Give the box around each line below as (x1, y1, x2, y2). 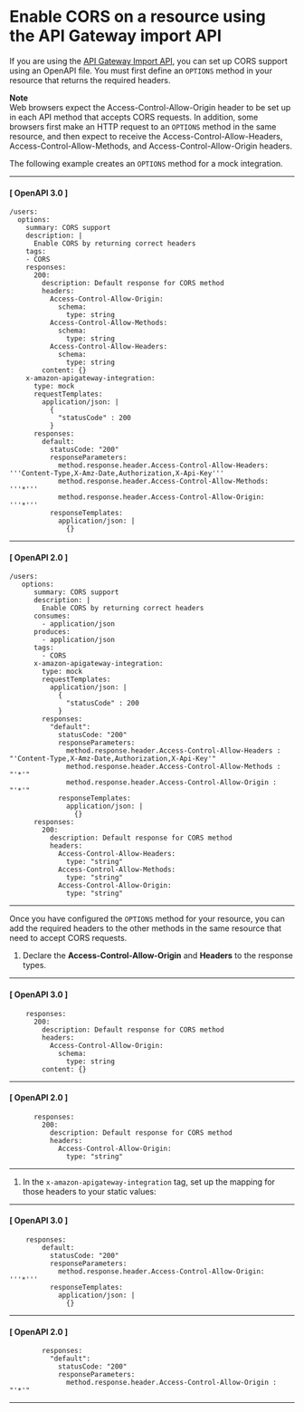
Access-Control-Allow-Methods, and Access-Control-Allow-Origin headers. (9, 140, 292, 151)
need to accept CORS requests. (9, 933, 128, 944)
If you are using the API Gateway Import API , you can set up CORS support (9, 55, 288, 66)
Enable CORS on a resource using (9, 6, 267, 27)
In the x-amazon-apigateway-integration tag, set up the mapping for (22, 1176, 276, 1187)
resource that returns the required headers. (9, 74, 171, 85)
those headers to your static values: (22, 1186, 157, 1196)
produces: (33, 628, 71, 637)
